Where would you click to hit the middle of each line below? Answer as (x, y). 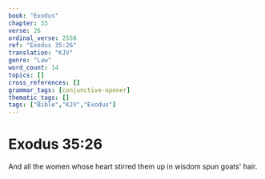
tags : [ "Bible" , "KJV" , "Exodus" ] (62, 105)
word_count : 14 (34, 68)
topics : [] (26, 75)
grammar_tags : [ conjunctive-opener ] (69, 90)
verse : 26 (25, 30)
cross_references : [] (44, 82)
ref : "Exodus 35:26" (43, 46)
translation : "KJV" (41, 53)
